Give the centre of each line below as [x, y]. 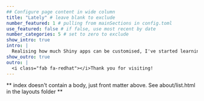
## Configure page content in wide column [61, 12]
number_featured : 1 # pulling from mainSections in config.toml [89, 23]
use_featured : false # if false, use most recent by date [81, 29]
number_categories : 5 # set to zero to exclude [68, 34]
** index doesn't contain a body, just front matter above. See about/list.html [101, 85]
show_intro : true [28, 40]
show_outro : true [28, 57]
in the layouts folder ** [35, 92]
